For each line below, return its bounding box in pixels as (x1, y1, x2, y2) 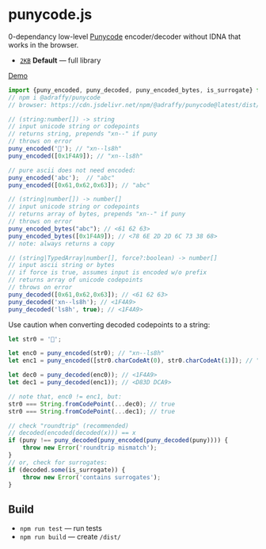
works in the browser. (8, 40, 79, 49)
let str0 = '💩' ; (8, 335, 62, 343)
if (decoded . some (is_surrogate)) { (8, 466, 126, 474)
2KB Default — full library (19, 55, 101, 65)
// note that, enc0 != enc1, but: (8, 392, 123, 401)
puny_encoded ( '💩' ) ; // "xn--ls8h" (8, 145, 123, 153)
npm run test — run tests (19, 524, 103, 533)
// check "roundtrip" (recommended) (8, 421, 129, 429)
